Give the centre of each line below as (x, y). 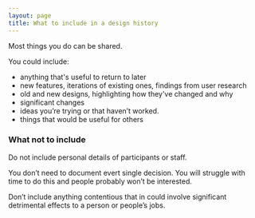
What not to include (47, 140)
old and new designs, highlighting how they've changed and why (126, 93)
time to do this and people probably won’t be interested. (100, 181)
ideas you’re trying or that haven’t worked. (89, 111)
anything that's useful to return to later (83, 77)
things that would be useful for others (81, 119)
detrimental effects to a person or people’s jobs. (87, 205)
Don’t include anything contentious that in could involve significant (118, 196)
